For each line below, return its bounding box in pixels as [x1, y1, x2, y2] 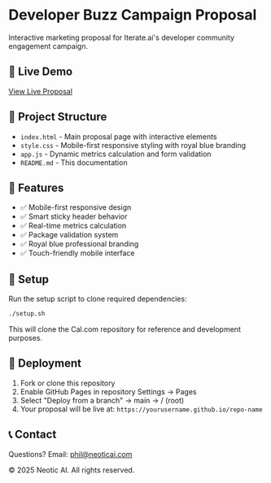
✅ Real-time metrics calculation [20, 221, 127, 231]
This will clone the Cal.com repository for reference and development [8, 324, 242, 334]
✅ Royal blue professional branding [20, 239, 139, 249]
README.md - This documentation [20, 157, 128, 168]
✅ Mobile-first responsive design [20, 202, 132, 212]
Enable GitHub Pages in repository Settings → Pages [20, 386, 197, 396]
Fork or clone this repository [20, 378, 116, 388]
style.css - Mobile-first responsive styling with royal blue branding [20, 140, 247, 150]
